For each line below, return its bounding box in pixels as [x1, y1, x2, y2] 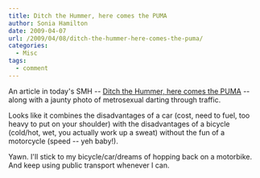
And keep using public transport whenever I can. [8, 160, 171, 170]
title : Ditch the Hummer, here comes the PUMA [8, 11, 167, 20]
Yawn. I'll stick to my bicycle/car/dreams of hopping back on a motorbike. [8, 151, 253, 161]
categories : [8, 42, 48, 50]
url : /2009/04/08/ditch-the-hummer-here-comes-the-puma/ [8, 34, 204, 43]
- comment [15, 64, 48, 72]
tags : [8, 57, 27, 65]
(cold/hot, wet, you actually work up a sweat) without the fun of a [8, 127, 225, 137]
